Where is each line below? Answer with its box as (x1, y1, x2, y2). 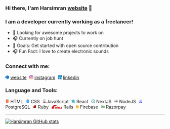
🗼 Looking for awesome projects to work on (12, 30, 104, 36)
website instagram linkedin (10, 74, 79, 80)
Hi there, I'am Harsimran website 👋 (5, 5, 93, 12)
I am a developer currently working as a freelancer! (5, 18, 134, 25)
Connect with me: (5, 63, 50, 70)
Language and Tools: (5, 87, 58, 94)
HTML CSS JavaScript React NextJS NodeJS (10, 98, 136, 104)
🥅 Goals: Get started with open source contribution (12, 42, 119, 49)
